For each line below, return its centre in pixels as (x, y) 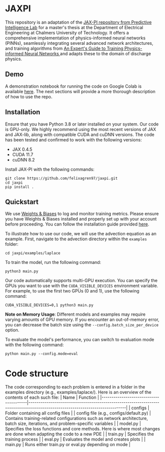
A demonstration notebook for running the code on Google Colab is (73, 86)
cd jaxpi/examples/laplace (33, 253)
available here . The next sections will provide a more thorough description (80, 91)
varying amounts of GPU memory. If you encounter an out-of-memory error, (82, 320)
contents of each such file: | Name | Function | (52, 397)
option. (12, 330)
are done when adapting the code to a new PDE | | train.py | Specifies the (80, 434)
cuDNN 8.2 (24, 160)
